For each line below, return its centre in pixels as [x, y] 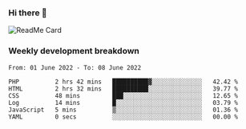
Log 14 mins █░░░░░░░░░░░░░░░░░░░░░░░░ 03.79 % [123, 103]
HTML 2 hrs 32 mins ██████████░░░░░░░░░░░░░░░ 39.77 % [123, 89]
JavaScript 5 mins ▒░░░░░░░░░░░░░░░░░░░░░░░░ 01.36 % [123, 110]
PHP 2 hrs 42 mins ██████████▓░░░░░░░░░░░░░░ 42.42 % [123, 82]
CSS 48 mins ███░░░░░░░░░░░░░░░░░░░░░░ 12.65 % [123, 95]
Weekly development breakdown [74, 51]
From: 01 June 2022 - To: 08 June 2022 [75, 67]
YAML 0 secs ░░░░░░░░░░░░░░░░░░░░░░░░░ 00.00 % [123, 117]
